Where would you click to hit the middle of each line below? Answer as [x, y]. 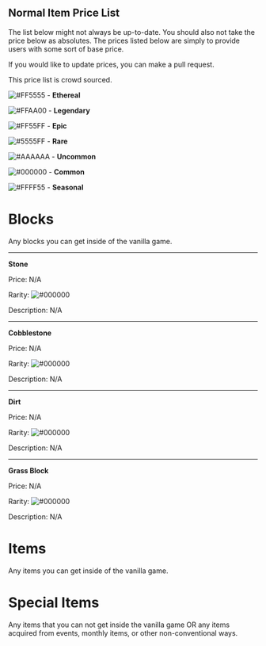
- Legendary [70, 110]
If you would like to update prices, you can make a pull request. [112, 64]
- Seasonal [65, 187]
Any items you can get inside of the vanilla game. [88, 571]
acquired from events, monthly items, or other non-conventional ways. [123, 633]
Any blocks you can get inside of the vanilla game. [90, 241]
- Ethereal [64, 95]
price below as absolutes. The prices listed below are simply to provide [124, 40]
